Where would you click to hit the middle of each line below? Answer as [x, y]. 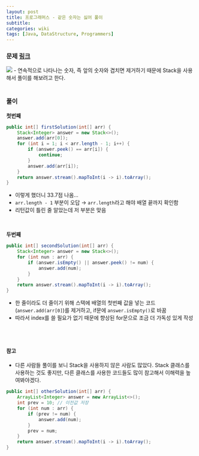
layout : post [22, 12]
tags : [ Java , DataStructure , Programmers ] [60, 34]
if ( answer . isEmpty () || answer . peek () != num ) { [91, 263]
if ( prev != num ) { [52, 414]
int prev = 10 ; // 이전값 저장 [53, 403]
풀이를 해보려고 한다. [41, 78]
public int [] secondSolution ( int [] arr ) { [60, 246]
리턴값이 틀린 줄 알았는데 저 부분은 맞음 [61, 210]
